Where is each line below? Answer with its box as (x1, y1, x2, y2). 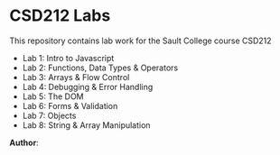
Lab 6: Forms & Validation (22, 100, 118, 111)
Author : (9, 137, 39, 148)
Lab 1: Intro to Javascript (22, 52, 115, 63)
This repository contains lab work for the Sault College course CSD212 (9, 35, 273, 46)
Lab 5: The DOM (22, 91, 84, 102)
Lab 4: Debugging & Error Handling (22, 81, 154, 92)
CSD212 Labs (9, 5, 111, 26)
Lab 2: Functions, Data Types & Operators (22, 62, 179, 73)
